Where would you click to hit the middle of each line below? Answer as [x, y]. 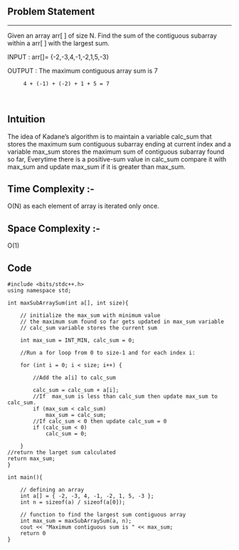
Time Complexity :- [51, 189]
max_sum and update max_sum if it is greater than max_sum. [97, 166]
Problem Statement [51, 12]
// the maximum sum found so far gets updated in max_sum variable [122, 322]
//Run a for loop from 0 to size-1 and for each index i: [108, 353]
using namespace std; [39, 291]
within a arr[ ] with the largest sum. [59, 43]
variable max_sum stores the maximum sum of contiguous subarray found [116, 152]
